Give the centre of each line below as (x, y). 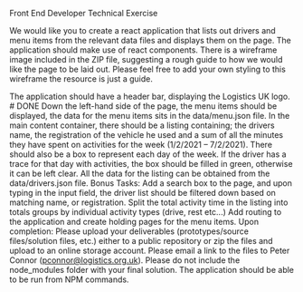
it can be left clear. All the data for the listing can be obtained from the (140, 173)
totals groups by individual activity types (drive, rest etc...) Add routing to (146, 212)
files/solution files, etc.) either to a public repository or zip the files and (141, 241)
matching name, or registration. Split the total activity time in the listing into (149, 202)
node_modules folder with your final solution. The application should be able (152, 270)
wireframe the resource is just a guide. (81, 79)
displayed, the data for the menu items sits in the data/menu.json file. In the (150, 116)
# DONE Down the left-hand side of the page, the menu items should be (143, 106)
